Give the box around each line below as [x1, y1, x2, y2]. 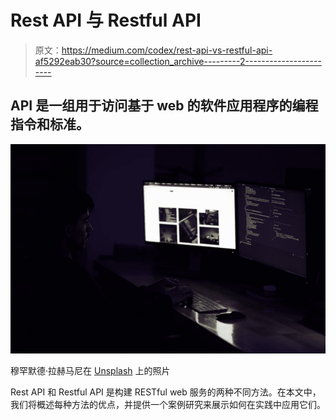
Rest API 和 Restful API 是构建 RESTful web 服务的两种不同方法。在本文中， [10, 386, 322, 398]
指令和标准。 [10, 116, 90, 133]
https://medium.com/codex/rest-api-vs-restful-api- [61, 44, 273, 56]
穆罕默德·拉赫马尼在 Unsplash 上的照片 [10, 365, 171, 377]
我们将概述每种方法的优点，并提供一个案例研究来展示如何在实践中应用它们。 [10, 399, 326, 411]
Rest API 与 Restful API [10, 9, 202, 32]
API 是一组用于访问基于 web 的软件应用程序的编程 [10, 97, 319, 115]
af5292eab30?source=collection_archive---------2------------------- [34, 55, 322, 67]
